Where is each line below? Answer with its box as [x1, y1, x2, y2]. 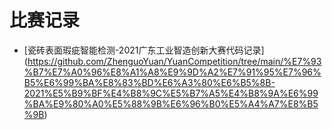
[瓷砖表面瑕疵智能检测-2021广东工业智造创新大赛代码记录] [23, 44, 265, 56]
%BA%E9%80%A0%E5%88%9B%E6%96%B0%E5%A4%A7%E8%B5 [23, 97, 319, 110]
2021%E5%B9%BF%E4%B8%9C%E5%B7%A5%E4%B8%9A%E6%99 [23, 87, 319, 99]
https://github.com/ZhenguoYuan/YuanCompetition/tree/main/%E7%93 [27, 55, 322, 67]
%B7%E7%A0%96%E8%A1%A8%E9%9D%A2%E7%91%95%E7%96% [23, 66, 322, 78]
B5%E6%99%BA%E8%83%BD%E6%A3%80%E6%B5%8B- [23, 76, 276, 88]
